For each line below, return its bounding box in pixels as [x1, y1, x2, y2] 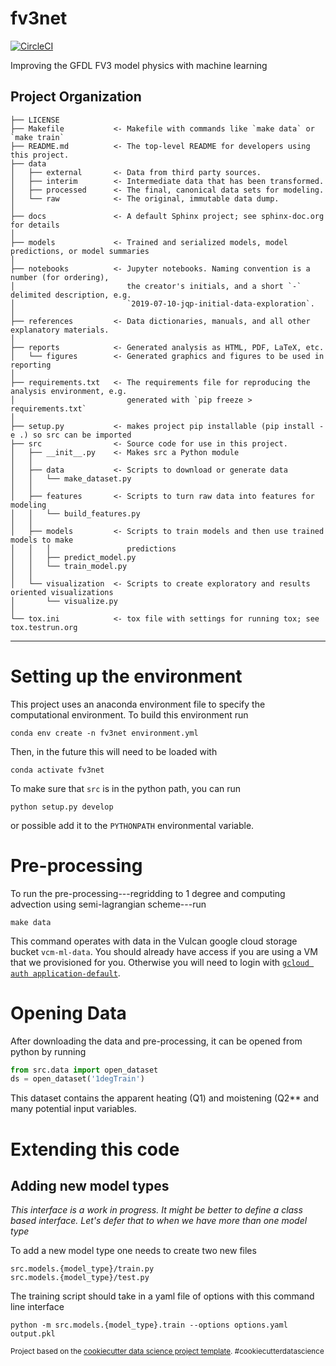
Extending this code [10, 1138, 180, 1161]
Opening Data [10, 1002, 127, 1024]
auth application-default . [10, 967, 121, 979]
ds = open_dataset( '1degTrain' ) [10, 1074, 145, 1084]
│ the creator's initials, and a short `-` [10, 281, 302, 291]
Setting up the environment [10, 665, 243, 687]
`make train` [10, 132, 65, 142]
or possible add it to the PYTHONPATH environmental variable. [10, 819, 255, 831]
